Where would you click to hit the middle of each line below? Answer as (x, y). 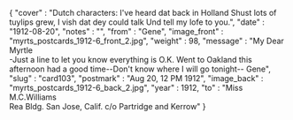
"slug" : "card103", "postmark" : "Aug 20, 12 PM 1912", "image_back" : (136, 78)
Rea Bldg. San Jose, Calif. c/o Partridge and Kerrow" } (108, 106)
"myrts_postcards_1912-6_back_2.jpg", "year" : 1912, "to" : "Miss (126, 88)
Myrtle (21, 50)
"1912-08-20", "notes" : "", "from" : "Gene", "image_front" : (116, 31)
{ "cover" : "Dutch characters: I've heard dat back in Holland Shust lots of (143, 13)
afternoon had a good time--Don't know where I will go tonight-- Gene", (140, 69)
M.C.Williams (33, 97)
